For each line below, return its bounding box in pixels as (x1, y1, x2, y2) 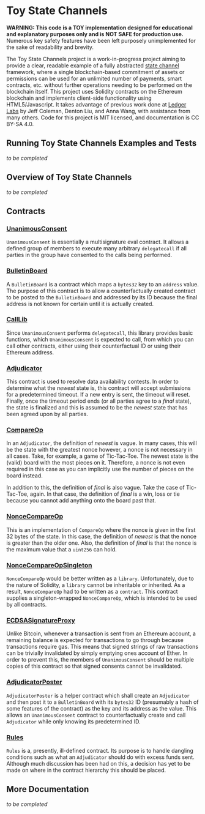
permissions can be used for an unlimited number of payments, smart (6, 75, 182, 82)
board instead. (6, 472, 43, 479)
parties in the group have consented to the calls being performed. (6, 252, 173, 259)
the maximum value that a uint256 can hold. (6, 545, 117, 553)
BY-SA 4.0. (6, 120, 34, 127)
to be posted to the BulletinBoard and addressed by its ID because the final (6, 293, 198, 301)
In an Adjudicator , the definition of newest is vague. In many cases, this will (6, 439, 197, 447)
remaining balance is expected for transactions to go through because (6, 637, 184, 644)
